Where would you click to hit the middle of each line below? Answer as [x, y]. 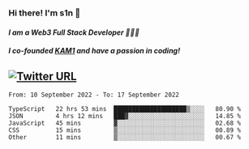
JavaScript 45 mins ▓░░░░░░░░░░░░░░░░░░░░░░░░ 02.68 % [125, 123]
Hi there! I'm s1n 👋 [45, 13]
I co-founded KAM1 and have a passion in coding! [94, 51]
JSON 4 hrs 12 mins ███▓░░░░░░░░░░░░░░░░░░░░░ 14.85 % [125, 116]
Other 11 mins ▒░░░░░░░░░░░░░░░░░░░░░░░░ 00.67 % [125, 137]
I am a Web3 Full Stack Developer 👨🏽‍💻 [74, 32]
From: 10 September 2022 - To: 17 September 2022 [94, 95]
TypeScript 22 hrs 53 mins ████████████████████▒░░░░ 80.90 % [125, 109]
